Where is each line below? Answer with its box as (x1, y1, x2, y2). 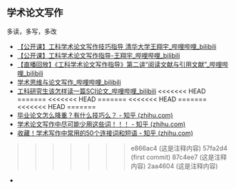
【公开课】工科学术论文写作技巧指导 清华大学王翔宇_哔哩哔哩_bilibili (16, 42, 217, 51)
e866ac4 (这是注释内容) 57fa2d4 (130, 143, 227, 152)
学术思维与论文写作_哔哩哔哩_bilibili (16, 78, 122, 86)
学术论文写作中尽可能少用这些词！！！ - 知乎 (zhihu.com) (16, 120, 186, 128)
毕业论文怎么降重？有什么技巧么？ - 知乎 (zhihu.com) (16, 111, 173, 119)
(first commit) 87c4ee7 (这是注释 (130, 153, 227, 161)
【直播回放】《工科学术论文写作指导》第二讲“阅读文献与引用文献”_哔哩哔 (16, 60, 229, 68)
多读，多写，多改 (6, 27, 57, 36)
